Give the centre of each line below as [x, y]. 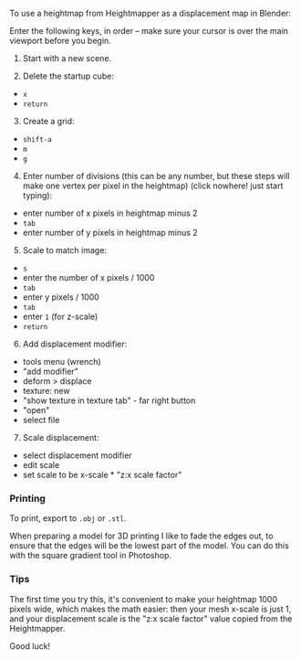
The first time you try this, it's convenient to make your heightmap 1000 [144, 599]
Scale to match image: [65, 250]
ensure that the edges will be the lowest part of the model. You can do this [149, 546]
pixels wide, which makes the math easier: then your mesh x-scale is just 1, [150, 609]
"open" [36, 410]
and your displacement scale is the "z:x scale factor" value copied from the [151, 618]
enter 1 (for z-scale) [60, 316]
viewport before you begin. [60, 41]
